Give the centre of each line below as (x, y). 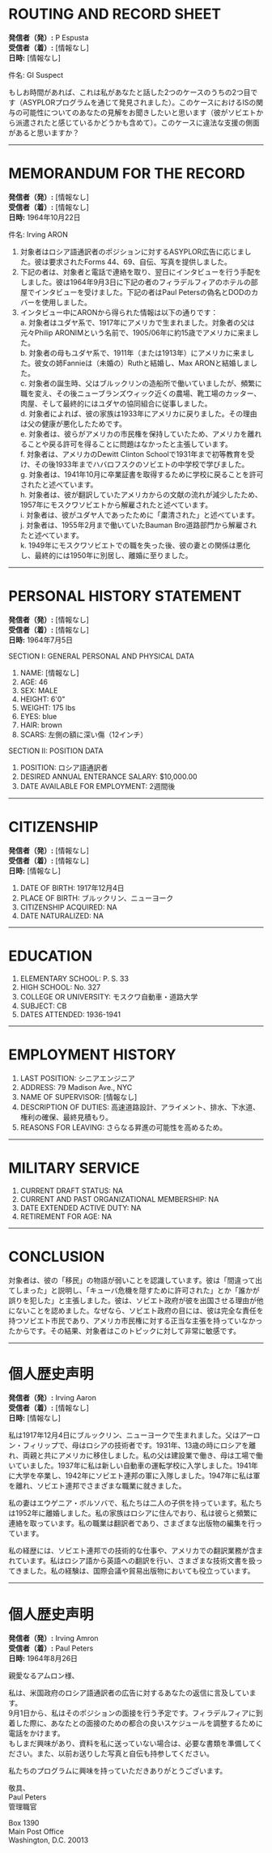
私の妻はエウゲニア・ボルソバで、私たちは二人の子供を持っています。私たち (136, 1503)
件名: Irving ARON (38, 234)
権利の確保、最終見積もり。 (66, 1117)
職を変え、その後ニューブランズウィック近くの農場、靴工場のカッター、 (140, 393)
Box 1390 (24, 1823)
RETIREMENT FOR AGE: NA (66, 1216)
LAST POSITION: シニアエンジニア (77, 1078)
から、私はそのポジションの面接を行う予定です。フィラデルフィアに (143, 1713)
